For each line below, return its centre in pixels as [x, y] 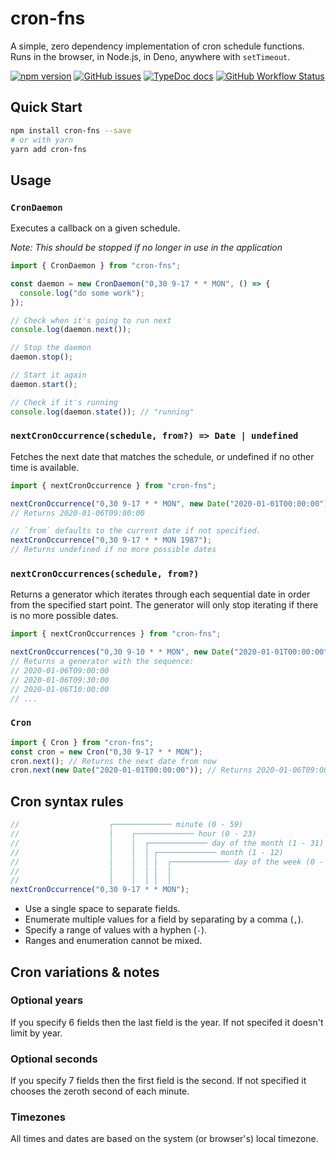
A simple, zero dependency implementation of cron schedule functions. [157, 46]
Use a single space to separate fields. [102, 909]
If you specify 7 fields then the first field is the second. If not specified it [158, 1081]
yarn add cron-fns [48, 149]
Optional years [47, 1000]
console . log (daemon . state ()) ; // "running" [102, 412]
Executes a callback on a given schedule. [95, 228]
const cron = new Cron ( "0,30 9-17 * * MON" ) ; [106, 752]
